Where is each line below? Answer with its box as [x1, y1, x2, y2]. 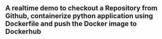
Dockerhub [5, 27, 42, 36]
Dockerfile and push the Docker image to [5, 19, 137, 28]
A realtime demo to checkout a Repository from [5, 4, 158, 12]
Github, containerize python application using [5, 12, 153, 20]
